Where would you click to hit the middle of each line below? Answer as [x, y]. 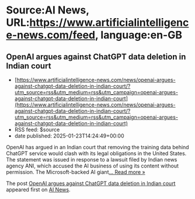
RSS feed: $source [37, 130]
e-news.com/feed [51, 35]
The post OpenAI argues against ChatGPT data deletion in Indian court [91, 183]
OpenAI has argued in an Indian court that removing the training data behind [97, 147]
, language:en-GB [139, 35]
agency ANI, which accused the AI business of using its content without [93, 166]
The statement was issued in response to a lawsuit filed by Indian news [92, 159]
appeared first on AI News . [38, 190]
